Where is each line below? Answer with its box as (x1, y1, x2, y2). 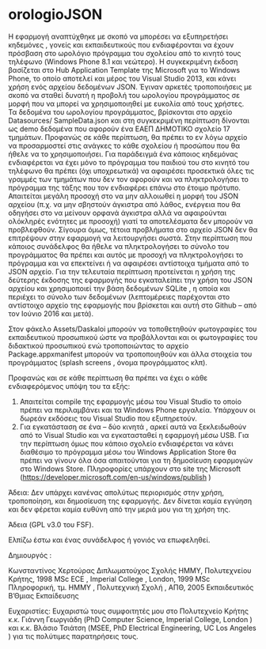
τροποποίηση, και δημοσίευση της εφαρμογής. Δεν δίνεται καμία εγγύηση (8, 496, 252, 505)
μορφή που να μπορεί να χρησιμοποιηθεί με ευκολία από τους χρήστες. (8, 99, 245, 108)
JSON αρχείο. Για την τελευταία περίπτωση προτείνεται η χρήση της (8, 266, 236, 276)
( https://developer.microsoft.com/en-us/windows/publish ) (19, 472, 211, 481)
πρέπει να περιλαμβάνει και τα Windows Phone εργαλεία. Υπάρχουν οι (19, 405, 256, 414)
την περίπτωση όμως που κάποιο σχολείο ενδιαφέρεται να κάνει (19, 439, 234, 448)
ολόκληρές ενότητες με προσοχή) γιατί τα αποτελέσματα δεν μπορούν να (8, 216, 253, 226)
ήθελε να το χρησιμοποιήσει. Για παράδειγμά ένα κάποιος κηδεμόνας (8, 149, 239, 159)
